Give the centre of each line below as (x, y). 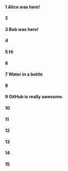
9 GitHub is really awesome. (34, 97)
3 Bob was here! (22, 29)
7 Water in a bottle (24, 74)
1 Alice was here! (23, 7)
